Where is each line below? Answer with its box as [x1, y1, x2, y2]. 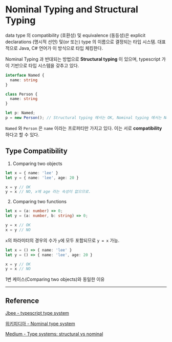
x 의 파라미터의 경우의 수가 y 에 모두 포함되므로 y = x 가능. [5, 237, 120, 243]
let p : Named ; [5, 111, 36, 116]
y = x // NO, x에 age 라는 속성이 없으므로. [5, 189, 91, 194]
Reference [5, 296, 39, 305]
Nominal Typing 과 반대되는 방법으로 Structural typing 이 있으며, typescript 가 [5, 56, 166, 62]
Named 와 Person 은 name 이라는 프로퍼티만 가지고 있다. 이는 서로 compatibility [5, 125, 162, 131]
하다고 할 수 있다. [5, 131, 40, 137]
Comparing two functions [12, 199, 67, 205]
